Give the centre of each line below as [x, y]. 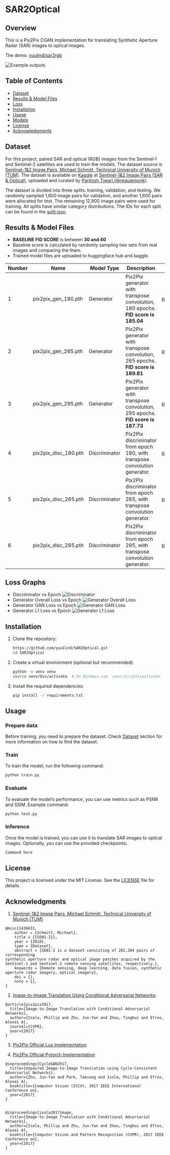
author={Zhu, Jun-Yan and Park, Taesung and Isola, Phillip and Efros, [87, 1077]
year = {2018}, [30, 942]
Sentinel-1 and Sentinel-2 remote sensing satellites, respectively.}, [82, 964]
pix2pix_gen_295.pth [58, 404]
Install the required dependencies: [48, 686]
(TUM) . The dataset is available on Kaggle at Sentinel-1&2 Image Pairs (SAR [84, 175]
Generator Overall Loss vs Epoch [47, 600]
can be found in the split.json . [36, 211]
